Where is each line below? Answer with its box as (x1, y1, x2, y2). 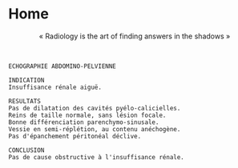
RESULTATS (8, 97, 42, 105)
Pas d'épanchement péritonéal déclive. (8, 132, 142, 140)
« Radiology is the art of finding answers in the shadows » (38, 31, 231, 41)
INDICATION (8, 76, 45, 84)
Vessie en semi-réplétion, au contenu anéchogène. (8, 125, 181, 133)
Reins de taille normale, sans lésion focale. (8, 111, 167, 119)
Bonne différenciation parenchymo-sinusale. (8, 118, 159, 126)
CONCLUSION (8, 146, 45, 154)
